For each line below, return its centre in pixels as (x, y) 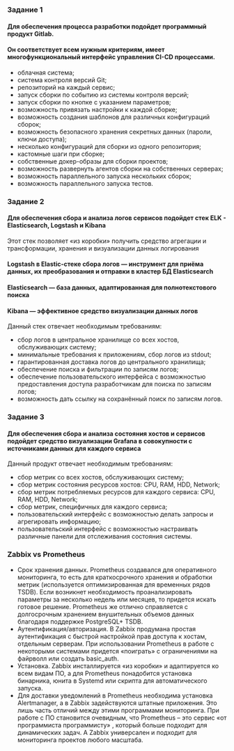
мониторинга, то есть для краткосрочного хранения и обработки (115, 577)
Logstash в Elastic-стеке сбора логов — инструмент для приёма (106, 264)
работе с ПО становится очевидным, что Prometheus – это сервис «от (122, 718)
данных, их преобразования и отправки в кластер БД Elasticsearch (110, 271)
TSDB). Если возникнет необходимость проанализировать (105, 592)
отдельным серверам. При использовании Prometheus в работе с (116, 643)
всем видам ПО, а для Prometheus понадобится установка (104, 673)
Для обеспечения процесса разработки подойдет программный (107, 26)
